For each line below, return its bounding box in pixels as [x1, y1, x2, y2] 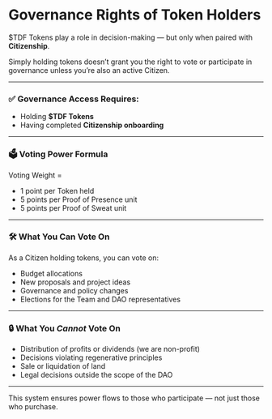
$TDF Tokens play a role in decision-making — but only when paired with [8, 32, 253, 42]
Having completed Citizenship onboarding [19, 120, 164, 130]
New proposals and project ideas [19, 277, 131, 287]
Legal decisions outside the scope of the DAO [19, 370, 173, 380]
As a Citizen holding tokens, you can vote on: [8, 253, 159, 263]
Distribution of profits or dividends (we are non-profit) [19, 344, 201, 354]
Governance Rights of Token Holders [8, 6, 261, 24]
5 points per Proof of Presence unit [19, 195, 138, 204]
